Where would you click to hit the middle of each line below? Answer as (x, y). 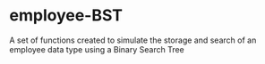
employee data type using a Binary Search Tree (97, 49)
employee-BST (66, 16)
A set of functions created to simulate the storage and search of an (133, 40)
